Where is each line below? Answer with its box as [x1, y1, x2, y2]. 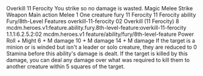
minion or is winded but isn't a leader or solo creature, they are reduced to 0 [6, 44, 198, 50]
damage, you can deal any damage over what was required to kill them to [6, 57, 190, 63]
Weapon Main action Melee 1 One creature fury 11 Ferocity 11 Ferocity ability [6, 11, 196, 18]
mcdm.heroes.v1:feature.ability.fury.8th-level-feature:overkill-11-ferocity [6, 24, 187, 31]
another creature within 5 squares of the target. [6, 63, 125, 70]
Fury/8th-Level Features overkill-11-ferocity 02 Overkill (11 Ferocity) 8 [6, 18, 179, 25]
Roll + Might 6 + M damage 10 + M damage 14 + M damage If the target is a [6, 37, 196, 44]
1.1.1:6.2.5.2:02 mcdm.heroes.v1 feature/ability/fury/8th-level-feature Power [6, 30, 194, 38]
